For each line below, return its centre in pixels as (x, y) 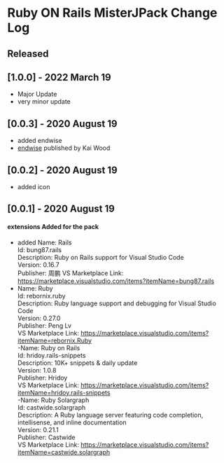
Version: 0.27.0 (39, 318)
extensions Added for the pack (53, 227)
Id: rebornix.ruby (41, 296)
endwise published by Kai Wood (64, 148)
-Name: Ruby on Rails (49, 347)
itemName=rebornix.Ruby (55, 340)
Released (28, 54)
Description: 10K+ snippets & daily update (77, 363)
